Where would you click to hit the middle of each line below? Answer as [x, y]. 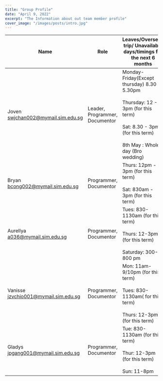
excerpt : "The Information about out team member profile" [66, 18]
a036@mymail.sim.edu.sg [37, 237]
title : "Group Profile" [29, 9]
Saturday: [133, 252]
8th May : [133, 145]
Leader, [96, 109]
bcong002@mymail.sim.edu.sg [43, 186]
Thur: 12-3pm [139, 353]
